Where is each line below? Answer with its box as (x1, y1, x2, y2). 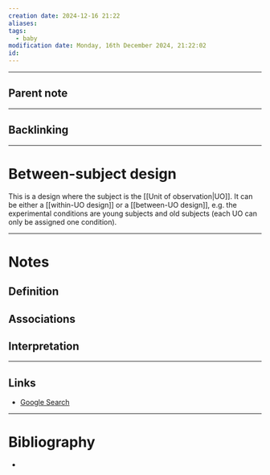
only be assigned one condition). (8, 217, 117, 226)
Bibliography (8, 433, 96, 452)
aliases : (8, 19, 38, 27)
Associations (8, 312, 76, 326)
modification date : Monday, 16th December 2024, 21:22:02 (8, 42, 207, 50)
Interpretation (8, 339, 80, 353)
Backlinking (8, 123, 69, 137)
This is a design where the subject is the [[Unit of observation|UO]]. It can (8, 191, 253, 201)
